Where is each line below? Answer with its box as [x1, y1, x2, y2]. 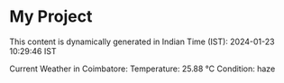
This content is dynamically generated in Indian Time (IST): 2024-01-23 [9, 36, 275, 47]
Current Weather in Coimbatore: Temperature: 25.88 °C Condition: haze [9, 63, 276, 74]
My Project [9, 6, 93, 27]
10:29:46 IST [9, 45, 57, 56]
